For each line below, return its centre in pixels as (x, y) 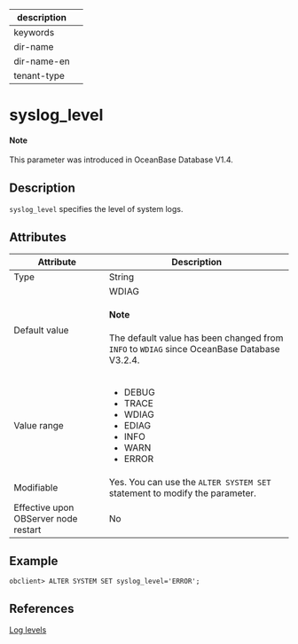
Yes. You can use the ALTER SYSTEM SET (190, 482)
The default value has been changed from (196, 338)
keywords (34, 32)
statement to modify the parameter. (183, 493)
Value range (39, 425)
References (42, 608)
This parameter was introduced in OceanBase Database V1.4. (121, 160)
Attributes (38, 237)
